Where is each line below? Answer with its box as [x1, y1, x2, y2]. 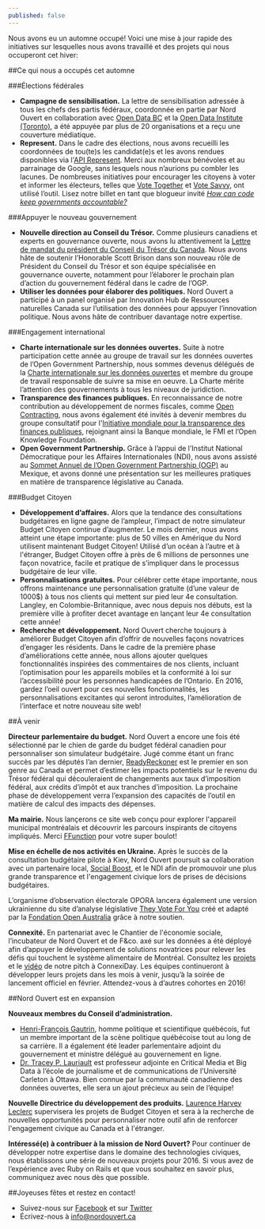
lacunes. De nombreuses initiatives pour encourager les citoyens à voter [19, 172, 256, 181]
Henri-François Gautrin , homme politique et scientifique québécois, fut [19, 1024, 251, 1034]
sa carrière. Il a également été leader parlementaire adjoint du [19, 1041, 221, 1050]
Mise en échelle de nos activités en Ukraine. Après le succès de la [8, 846, 228, 855]
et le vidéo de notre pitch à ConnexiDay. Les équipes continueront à [8, 961, 229, 970]
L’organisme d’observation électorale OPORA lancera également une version [8, 895, 257, 905]
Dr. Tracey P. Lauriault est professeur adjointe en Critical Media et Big [19, 1057, 247, 1067]
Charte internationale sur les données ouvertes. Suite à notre [19, 342, 225, 352]
